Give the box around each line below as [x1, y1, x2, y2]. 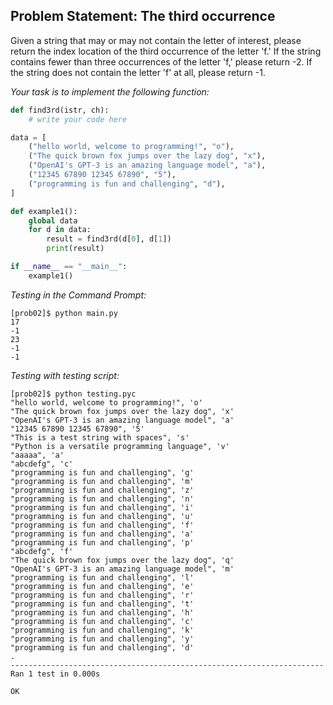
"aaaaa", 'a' [10, 450, 65, 460]
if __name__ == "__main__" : [10, 262, 128, 272]
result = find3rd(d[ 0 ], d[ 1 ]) [46, 234, 172, 244]
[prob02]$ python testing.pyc [10, 389, 137, 399]
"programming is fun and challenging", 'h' [10, 607, 195, 618]
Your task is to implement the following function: [10, 85, 210, 98]
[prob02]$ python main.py [10, 308, 118, 318]
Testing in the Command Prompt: [10, 289, 147, 301]
